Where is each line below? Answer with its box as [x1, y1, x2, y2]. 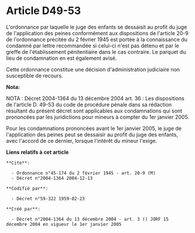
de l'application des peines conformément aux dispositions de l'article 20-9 [6, 29, 189, 36]
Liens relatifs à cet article [6, 148, 69, 156]
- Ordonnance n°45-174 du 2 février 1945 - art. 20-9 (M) [11, 170, 156, 176]
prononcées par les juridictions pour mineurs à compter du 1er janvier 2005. [6, 113, 189, 121]
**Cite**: [6, 160, 30, 166]
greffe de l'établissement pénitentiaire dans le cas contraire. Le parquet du [6, 48, 186, 55]
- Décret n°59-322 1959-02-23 [11, 196, 85, 201]
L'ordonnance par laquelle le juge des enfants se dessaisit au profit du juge [6, 23, 187, 30]
